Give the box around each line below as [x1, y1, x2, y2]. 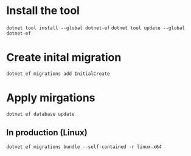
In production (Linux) [6, 127, 88, 138]
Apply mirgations [6, 91, 95, 105]
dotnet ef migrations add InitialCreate [6, 71, 111, 77]
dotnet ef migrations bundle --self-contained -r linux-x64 [6, 144, 162, 150]
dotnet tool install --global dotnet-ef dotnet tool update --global [6, 25, 186, 31]
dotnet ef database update [6, 111, 75, 117]
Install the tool [6, 4, 80, 18]
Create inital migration [6, 51, 122, 65]
